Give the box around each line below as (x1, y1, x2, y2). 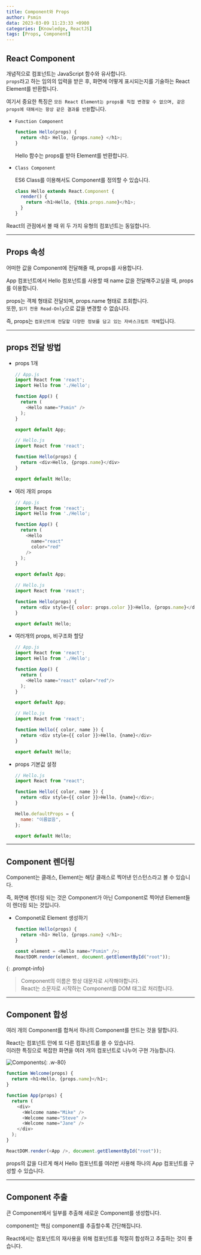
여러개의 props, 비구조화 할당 (14, 632, 84, 640)
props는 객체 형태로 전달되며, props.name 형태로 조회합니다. (6, 297, 149, 304)
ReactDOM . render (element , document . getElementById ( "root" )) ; (14, 953, 171, 960)
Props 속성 (6, 247, 45, 257)
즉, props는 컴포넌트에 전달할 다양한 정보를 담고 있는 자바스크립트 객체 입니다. (6, 317, 176, 324)
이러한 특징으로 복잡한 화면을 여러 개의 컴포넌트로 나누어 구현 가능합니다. (6, 1047, 175, 1054)
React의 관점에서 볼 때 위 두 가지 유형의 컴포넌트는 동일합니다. (6, 222, 151, 229)
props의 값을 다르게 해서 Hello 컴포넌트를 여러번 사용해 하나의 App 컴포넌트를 (6, 1159, 188, 1167)
